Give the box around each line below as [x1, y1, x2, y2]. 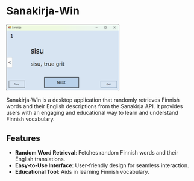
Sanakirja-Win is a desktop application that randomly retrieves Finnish [6, 96, 180, 103]
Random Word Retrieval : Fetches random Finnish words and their [14, 149, 179, 156]
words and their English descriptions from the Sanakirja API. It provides [6, 103, 183, 110]
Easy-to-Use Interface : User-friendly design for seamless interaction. [14, 162, 189, 169]
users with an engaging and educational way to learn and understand [6, 109, 179, 117]
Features [6, 133, 40, 143]
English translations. [14, 155, 66, 163]
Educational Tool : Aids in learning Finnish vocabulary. [14, 168, 149, 176]
